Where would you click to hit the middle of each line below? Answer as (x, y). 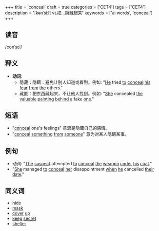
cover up (21, 213)
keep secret (24, 218)
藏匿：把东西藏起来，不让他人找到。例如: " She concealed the (81, 93)
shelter (19, 224)
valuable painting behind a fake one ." (57, 99)
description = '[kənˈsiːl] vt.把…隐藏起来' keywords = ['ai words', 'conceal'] (79, 13)
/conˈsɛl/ (14, 47)
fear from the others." (41, 88)
